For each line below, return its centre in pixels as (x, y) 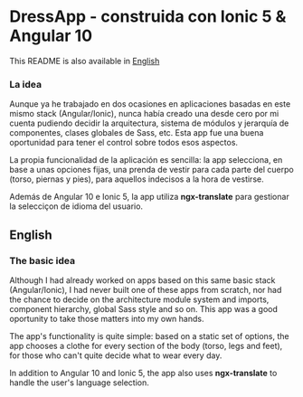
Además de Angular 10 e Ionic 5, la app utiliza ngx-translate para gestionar (149, 197)
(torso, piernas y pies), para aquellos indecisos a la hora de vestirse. (137, 179)
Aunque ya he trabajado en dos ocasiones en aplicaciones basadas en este (150, 104)
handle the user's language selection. (79, 383)
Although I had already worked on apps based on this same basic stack (142, 280)
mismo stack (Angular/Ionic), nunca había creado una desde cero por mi (144, 114)
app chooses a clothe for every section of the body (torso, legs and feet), (146, 345)
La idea (26, 84)
